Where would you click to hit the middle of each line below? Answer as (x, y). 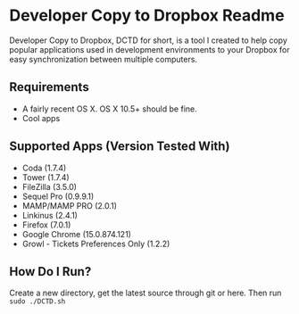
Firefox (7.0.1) (46, 225)
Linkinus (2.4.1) (50, 215)
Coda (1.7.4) (44, 168)
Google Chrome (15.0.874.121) (77, 234)
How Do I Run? (50, 272)
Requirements (49, 87)
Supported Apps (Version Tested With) (120, 147)
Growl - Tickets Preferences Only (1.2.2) (96, 244)
